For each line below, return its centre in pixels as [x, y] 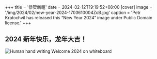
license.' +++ [18, 23]
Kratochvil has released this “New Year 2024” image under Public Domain [79, 18]
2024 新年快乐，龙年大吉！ [46, 39]
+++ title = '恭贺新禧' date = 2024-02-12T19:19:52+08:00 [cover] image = [79, 7]
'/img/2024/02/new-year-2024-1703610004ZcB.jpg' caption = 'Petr [73, 13]
